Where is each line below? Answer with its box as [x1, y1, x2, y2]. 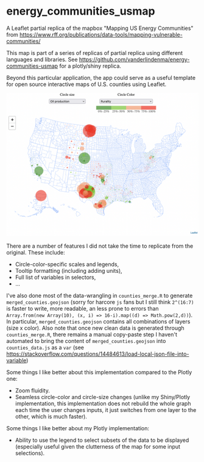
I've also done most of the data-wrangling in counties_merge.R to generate [6, 292, 193, 299]
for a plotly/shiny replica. [59, 62, 122, 70]
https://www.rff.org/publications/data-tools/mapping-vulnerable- [19, 31, 183, 38]
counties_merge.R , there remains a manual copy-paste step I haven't [6, 331, 178, 338]
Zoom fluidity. [15, 386, 50, 394]
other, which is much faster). [15, 413, 87, 420]
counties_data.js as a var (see [6, 344, 84, 351]
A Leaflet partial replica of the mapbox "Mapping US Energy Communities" [6, 24, 194, 32]
